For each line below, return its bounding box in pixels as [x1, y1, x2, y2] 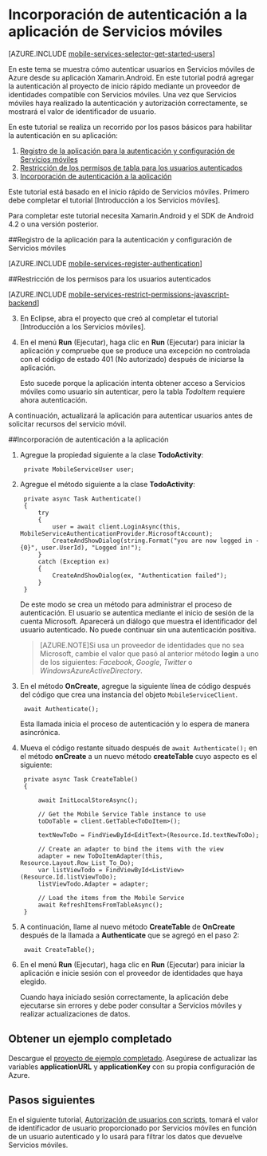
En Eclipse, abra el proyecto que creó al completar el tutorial [19, 313, 218, 323]
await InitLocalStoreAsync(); [37, 796, 139, 804]
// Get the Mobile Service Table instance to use [37, 810, 206, 818]
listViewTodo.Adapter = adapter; [37, 879, 149, 888]
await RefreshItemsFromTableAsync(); [37, 901, 163, 909]
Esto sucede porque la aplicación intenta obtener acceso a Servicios [19, 378, 245, 387]
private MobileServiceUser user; [23, 465, 135, 474]
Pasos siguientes [8, 1094, 96, 1107]
